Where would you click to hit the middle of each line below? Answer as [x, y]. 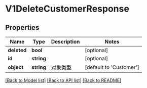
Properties [22, 28]
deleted [17, 50]
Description [65, 42]
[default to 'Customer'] [112, 67]
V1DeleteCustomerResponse [67, 9]
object [16, 67]
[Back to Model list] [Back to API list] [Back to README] [63, 80]
